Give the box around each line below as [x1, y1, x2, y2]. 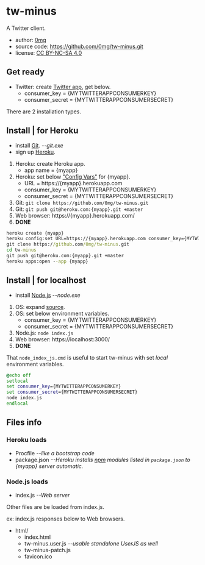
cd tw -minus [6, 247, 37, 254]
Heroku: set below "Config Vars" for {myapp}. [15, 172, 131, 180]
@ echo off [6, 372, 32, 378]
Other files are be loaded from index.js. [6, 503, 105, 510]
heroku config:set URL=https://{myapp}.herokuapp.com [6, 236, 146, 242]
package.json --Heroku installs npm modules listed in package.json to [15, 456, 190, 463]
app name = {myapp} [24, 166, 78, 174]
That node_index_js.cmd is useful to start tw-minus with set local [6, 354, 168, 361]
